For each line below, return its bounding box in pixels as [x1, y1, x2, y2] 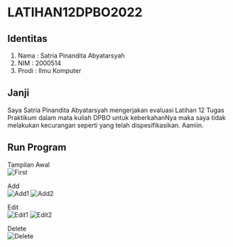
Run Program [7, 141, 67, 153]
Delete [7, 224, 27, 233]
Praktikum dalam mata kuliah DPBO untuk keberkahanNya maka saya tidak [7, 113, 226, 121]
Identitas [7, 33, 48, 45]
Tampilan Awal [7, 160, 50, 169]
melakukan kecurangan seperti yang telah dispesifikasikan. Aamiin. [7, 121, 204, 129]
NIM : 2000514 [17, 59, 62, 67]
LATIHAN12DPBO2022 [7, 4, 143, 21]
